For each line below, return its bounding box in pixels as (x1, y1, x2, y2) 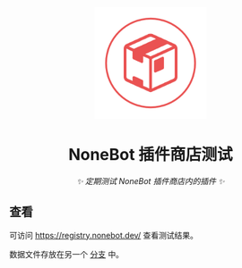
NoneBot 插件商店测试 (68, 145, 233, 165)
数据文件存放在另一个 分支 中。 (9, 248, 124, 259)
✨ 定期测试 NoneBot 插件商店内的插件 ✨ (75, 175, 226, 186)
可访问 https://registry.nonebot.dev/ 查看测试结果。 (9, 230, 199, 240)
